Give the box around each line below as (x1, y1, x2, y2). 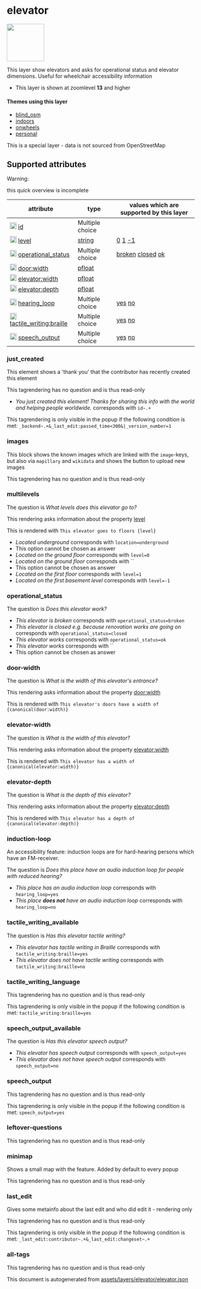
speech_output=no (15, 1063, 59, 1069)
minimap (7, 1152, 33, 1160)
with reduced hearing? (7, 873, 62, 880)
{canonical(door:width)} (7, 707, 69, 713)
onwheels (15, 124, 40, 131)
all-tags (7, 1250, 30, 1258)
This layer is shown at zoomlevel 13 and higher (15, 84, 131, 91)
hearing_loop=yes (15, 892, 59, 898)
